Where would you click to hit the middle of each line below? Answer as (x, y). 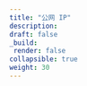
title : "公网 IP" (40, 17)
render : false (39, 51)
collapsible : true (43, 59)
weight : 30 (30, 68)
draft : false (34, 34)
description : (34, 26)
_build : (24, 43)
